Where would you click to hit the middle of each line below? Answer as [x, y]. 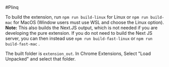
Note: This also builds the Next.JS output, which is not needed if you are [81, 28]
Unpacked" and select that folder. [41, 59]
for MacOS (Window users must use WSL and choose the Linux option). [89, 22]
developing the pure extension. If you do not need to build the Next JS [79, 33]
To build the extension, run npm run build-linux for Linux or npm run [77, 17]
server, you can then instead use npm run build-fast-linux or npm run [79, 38]
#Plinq [12, 7]
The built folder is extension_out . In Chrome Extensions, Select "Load [78, 53]
